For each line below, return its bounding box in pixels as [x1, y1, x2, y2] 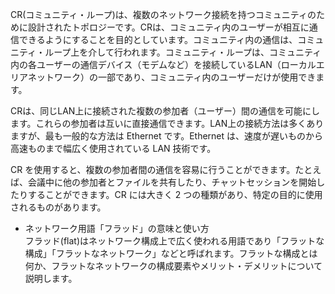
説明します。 [24, 273, 78, 284]
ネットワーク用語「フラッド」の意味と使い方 [24, 223, 210, 234]
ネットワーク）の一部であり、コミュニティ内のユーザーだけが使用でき [27, 71, 317, 83]
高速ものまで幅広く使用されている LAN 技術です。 [10, 143, 217, 154]
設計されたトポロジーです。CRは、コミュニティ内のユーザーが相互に [27, 21, 310, 33]
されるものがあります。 [10, 201, 107, 213]
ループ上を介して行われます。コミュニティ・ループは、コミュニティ [44, 46, 322, 58]
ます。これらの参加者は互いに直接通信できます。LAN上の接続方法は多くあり [10, 118, 325, 129]
